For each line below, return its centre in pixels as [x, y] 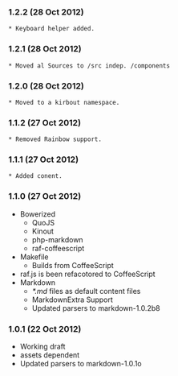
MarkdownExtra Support [73, 300]
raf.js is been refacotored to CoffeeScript [87, 274]
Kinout [43, 231]
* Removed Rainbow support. [55, 139]
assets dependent [50, 355]
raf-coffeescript [58, 248]
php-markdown [57, 239]
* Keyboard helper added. [51, 29]
